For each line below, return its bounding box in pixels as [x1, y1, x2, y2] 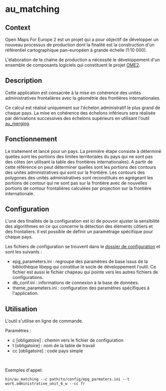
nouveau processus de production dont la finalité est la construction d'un [5, 42, 155, 48]
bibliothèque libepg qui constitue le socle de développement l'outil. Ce [12, 264, 156, 270]
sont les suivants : [5, 249, 42, 255]
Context [5, 23, 31, 32]
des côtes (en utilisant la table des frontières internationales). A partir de [5, 158, 153, 165]
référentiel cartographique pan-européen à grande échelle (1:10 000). [5, 47, 147, 53]
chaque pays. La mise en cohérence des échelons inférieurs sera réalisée [5, 110, 156, 116]
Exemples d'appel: [5, 367, 43, 373]
